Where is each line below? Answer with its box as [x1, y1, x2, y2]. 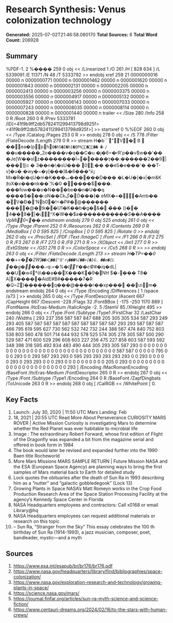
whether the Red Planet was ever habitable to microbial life [13, 425, 138, 431]
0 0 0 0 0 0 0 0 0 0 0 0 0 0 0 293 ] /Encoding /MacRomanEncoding [6, 364, 148, 370]
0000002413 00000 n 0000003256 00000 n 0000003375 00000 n [6, 88, 149, 94]
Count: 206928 [6, 37, 39, 43]
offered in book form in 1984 [13, 442, 74, 448]
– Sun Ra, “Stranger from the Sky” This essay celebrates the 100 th [13, 523, 155, 530]
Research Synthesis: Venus [6, 4, 126, 15]
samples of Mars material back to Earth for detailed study [13, 469, 135, 475]
